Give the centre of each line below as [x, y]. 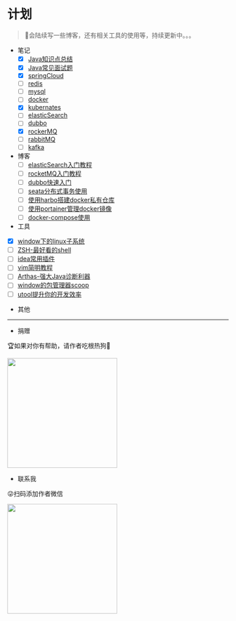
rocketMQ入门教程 [55, 174]
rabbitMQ [42, 139]
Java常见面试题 [50, 68]
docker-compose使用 [59, 218]
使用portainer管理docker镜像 [70, 209]
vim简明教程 [35, 268]
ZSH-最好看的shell [44, 250]
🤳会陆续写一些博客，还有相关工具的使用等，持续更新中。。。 [110, 35]
